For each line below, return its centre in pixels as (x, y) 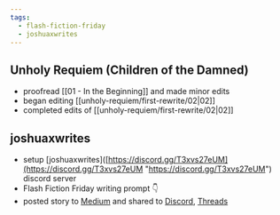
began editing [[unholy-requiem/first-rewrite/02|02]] (119, 101)
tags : (20, 17)
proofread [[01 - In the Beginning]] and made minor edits (126, 92)
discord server (50, 178)
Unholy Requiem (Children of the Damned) (129, 70)
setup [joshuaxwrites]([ (66, 159)
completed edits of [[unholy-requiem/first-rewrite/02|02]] (128, 110)
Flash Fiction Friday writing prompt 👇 (90, 188)
